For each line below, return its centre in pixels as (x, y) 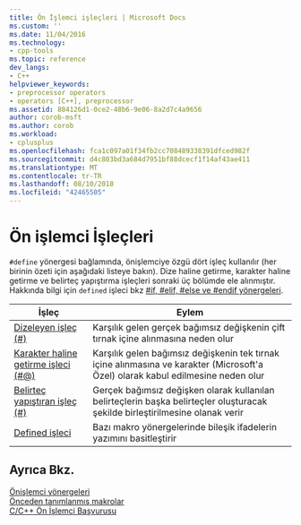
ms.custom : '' (36, 26)
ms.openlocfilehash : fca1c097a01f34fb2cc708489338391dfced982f (130, 151)
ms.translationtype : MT (54, 168)
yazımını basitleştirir (135, 438)
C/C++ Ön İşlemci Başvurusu (63, 511)
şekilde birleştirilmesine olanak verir (168, 412)
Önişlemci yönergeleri (50, 491)
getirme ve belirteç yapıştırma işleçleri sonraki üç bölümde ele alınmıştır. (142, 280)
